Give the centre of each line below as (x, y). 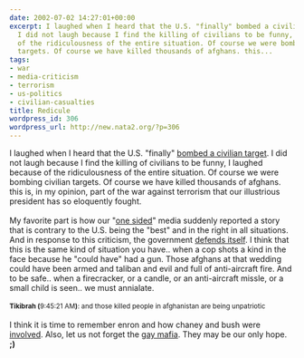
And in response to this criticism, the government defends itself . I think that (149, 240)
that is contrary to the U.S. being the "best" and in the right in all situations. (149, 230)
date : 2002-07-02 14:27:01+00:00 (72, 18)
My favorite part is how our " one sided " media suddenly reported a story (145, 220)
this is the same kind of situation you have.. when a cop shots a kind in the (148, 249)
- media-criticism (44, 77)
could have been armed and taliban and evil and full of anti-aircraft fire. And (151, 269)
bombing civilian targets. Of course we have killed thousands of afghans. (145, 182)
